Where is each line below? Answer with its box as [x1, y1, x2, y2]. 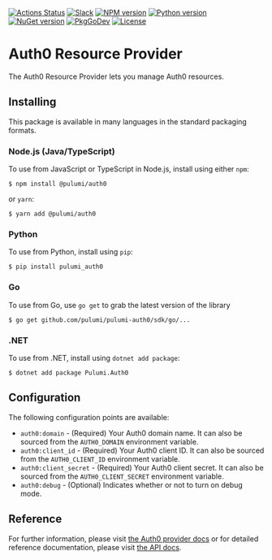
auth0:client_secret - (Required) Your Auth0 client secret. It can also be [19, 462, 264, 472]
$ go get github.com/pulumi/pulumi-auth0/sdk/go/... [8, 315, 191, 324]
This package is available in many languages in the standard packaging [8, 116, 248, 126]
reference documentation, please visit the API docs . [8, 542, 182, 552]
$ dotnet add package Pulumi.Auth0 [8, 368, 129, 377]
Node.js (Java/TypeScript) [8, 145, 115, 157]
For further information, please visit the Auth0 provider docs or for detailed [8, 533, 259, 544]
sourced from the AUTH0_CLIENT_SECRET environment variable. [19, 471, 225, 481]
